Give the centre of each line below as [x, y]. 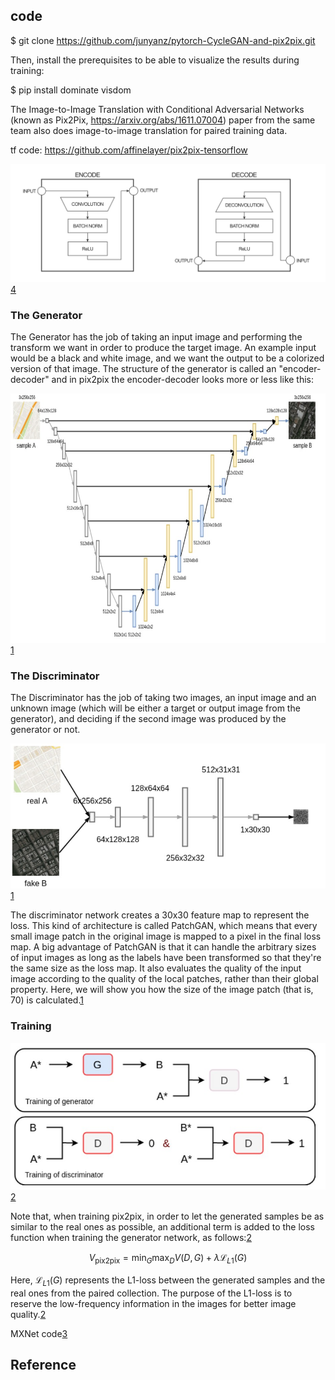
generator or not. [45, 730]
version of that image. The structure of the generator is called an [143, 369]
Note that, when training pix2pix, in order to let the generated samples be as [167, 1216]
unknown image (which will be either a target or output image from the [155, 708]
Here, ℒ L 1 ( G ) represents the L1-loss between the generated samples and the [168, 1281]
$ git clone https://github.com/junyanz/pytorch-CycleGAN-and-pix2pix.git [163, 40]
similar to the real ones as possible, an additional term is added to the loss [163, 1227]
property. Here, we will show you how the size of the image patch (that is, [162, 990]
